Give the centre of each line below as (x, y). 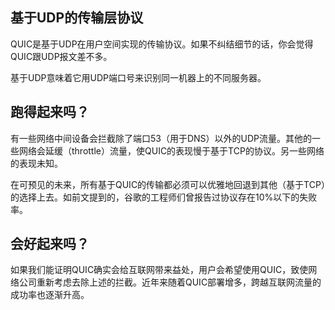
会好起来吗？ (50, 244)
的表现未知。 (36, 163)
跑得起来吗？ (50, 112)
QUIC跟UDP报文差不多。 (61, 56)
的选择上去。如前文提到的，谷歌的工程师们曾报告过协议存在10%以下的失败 (164, 197)
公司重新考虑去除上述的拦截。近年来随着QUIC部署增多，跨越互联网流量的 (170, 282)
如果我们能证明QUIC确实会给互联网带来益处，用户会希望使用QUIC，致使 (159, 270)
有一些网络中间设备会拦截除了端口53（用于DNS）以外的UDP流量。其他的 (161, 138)
